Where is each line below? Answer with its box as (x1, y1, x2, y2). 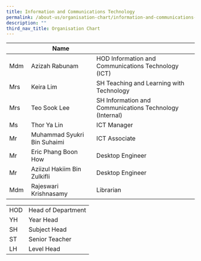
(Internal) (96, 111, 123, 119)
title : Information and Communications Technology (6, 8, 135, 15)
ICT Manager (96, 121, 133, 129)
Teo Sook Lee (31, 104, 70, 112)
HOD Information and (96, 54, 156, 63)
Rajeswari (31, 182, 59, 191)
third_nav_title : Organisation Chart (6, 25, 100, 32)
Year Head (28, 216, 59, 224)
